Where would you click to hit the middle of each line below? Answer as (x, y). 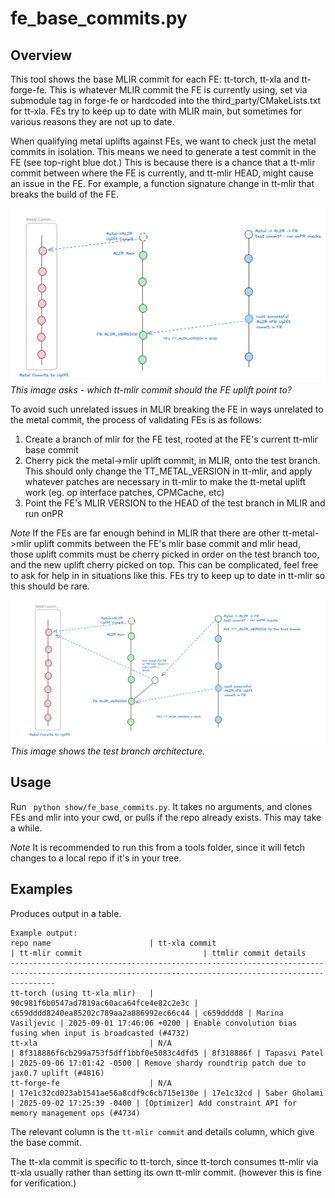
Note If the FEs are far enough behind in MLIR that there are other (145, 533)
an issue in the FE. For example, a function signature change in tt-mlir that (162, 183)
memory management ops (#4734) (75, 1113)
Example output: (44, 933)
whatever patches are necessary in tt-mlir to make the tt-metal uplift (165, 482)
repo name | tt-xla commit (113, 943)
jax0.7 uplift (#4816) (57, 1073)
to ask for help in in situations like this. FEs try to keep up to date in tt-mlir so (168, 576)
